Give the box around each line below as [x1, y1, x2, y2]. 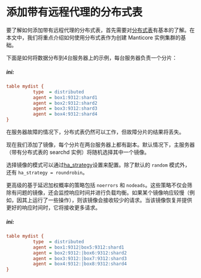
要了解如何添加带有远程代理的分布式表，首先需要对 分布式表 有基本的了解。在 [6, 26, 195, 34]
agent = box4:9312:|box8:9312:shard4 [32, 261, 127, 267]
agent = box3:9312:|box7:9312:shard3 [32, 255, 127, 261]
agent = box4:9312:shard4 [32, 111, 98, 117]
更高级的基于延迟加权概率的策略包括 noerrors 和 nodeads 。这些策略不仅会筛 [6, 182, 193, 189]
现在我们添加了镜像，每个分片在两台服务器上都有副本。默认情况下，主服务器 [6, 141, 195, 149]
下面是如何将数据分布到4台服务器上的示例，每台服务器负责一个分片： [6, 54, 178, 61]
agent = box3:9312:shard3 [32, 105, 98, 111]
